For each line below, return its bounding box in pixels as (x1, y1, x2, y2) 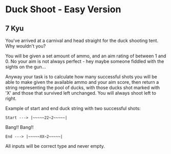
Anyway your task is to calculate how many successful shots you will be (5, 74, 158, 80)
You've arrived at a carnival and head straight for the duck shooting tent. (5, 37, 159, 43)
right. (5, 96, 17, 101)
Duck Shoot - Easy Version (5, 4, 121, 15)
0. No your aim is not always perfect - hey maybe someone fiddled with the (5, 58, 164, 64)
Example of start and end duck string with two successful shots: (5, 105, 141, 111)
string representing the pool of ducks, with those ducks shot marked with (5, 84, 160, 91)
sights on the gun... (5, 64, 46, 70)
